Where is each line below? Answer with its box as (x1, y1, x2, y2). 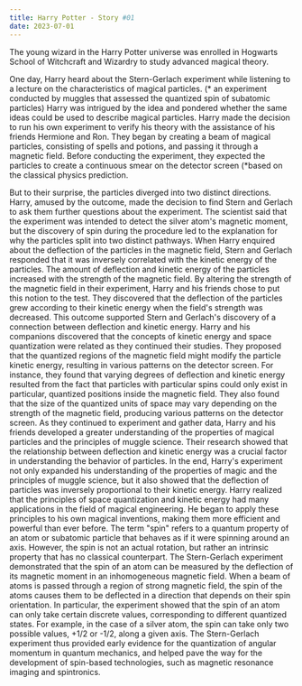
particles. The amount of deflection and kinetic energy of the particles (9, 264, 270, 274)
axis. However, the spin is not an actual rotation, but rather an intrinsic (9, 542, 269, 552)
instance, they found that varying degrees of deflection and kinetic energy (9, 369, 286, 380)
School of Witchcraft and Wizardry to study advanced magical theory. (9, 56, 269, 67)
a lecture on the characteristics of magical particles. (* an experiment (9, 83, 268, 94)
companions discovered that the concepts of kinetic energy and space (9, 330, 272, 341)
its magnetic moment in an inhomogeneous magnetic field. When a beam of (9, 570, 291, 581)
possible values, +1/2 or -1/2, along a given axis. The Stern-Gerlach (9, 628, 260, 639)
